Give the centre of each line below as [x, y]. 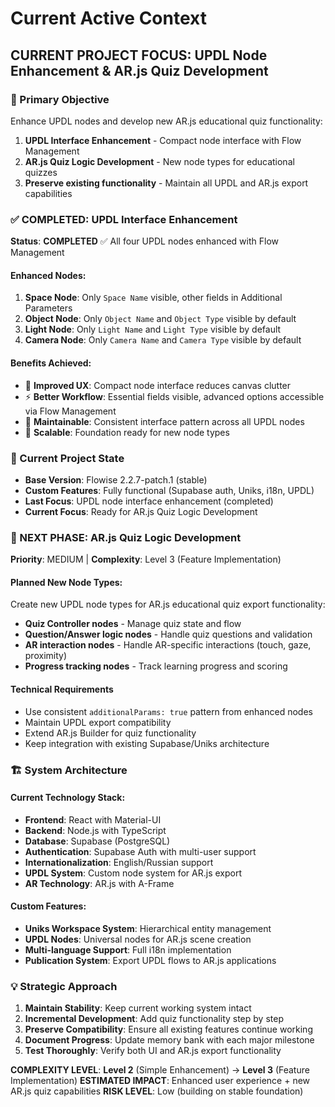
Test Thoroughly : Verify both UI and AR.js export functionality [153, 1051]
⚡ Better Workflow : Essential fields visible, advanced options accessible [174, 396]
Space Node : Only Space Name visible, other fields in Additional [153, 298]
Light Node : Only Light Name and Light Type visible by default [153, 329]
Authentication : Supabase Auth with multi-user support [140, 851]
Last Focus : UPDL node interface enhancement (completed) [149, 501]
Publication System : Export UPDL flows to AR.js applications [150, 960]
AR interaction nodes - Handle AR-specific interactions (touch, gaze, [168, 645]
